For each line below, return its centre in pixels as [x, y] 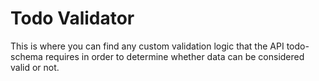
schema [26, 56]
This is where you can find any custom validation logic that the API [147, 46]
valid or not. [35, 67]
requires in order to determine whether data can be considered [174, 56]
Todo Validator [72, 18]
